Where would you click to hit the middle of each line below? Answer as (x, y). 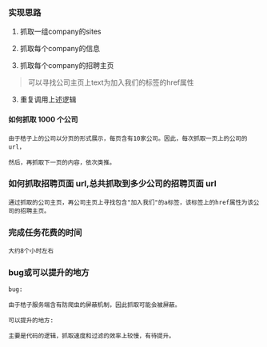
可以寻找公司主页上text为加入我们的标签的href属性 (111, 82)
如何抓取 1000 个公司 (43, 119)
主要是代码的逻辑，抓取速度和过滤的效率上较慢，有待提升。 (92, 336)
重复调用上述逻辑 (48, 100)
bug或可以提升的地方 (49, 273)
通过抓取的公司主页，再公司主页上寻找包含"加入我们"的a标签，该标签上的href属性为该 (131, 202)
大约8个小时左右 (31, 251)
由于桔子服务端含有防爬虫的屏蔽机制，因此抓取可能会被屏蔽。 (95, 305)
